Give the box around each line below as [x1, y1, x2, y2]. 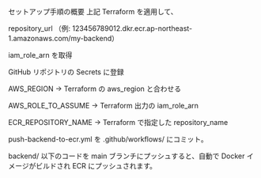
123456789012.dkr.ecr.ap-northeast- [72, 24, 193, 33]
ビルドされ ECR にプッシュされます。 [35, 161, 157, 170]
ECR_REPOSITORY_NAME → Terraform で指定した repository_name [8, 118, 229, 127]
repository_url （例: [8, 24, 71, 33]
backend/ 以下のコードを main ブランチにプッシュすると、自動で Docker [8, 151, 245, 161]
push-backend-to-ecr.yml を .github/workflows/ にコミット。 [8, 134, 208, 144]
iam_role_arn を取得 [8, 51, 73, 59]
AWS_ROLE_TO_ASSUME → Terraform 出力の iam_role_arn [8, 101, 199, 110]
